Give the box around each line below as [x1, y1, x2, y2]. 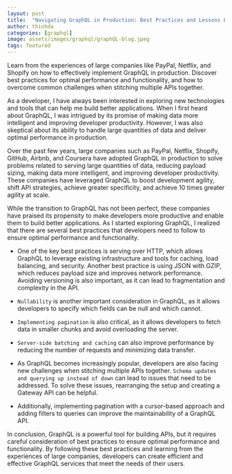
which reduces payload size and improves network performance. [17, 269, 203, 277]
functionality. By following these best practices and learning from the [7, 445, 204, 453]
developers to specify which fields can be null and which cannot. [17, 305, 202, 312]
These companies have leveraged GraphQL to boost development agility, [7, 176, 215, 184]
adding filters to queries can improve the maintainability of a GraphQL [17, 409, 216, 417]
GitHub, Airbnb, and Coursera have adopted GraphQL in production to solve [7, 154, 223, 162]
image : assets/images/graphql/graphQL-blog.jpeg [7, 36, 150, 43]
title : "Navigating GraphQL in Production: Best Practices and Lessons [7, 17, 221, 23]
